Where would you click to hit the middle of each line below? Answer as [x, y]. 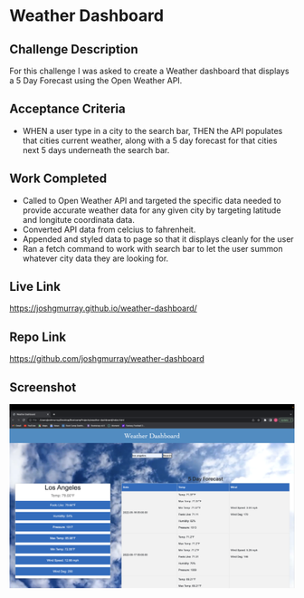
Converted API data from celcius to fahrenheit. [109, 229]
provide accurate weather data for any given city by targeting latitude [152, 210]
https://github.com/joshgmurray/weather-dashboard [107, 359]
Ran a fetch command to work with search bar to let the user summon [152, 248]
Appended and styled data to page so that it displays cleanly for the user [158, 239]
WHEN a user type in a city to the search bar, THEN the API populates [152, 130]
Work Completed [58, 179]
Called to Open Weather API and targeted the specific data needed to [152, 200]
